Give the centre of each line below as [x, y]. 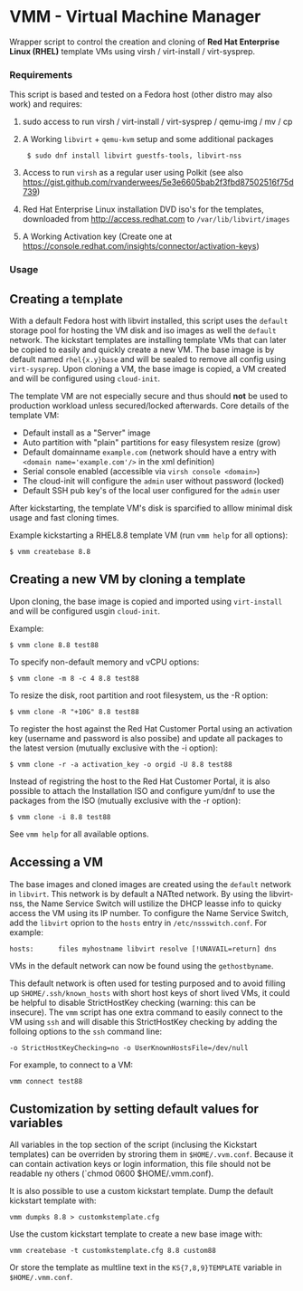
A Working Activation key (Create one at [97, 236]
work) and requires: [46, 104]
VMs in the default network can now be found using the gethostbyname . [142, 965]
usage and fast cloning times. [64, 517]
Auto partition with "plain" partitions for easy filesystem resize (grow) [151, 442]
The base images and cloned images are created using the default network [151, 884]
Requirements [41, 74]
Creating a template [66, 299]
